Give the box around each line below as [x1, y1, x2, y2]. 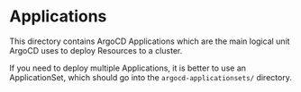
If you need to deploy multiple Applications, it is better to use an [9, 63, 246, 73]
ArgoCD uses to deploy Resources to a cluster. [9, 45, 183, 55]
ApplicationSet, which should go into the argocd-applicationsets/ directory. [9, 71, 293, 82]
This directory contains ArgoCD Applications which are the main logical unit [9, 36, 290, 46]
